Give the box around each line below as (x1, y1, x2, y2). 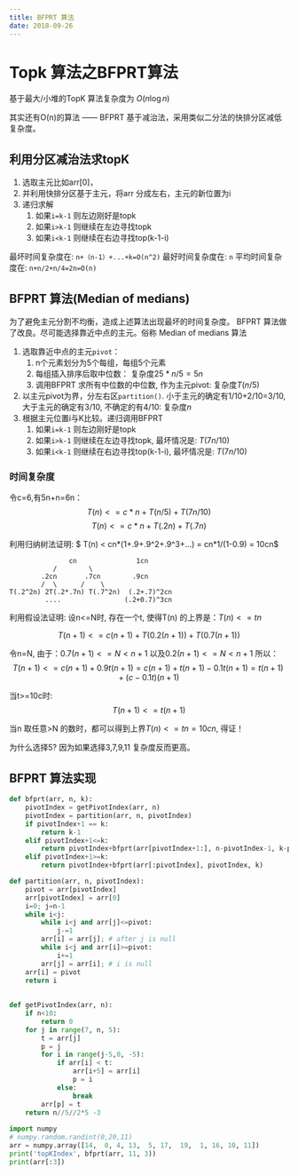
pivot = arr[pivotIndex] (25, 885, 117, 893)
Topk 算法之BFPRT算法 (9, 62, 179, 83)
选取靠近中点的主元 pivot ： (21, 346, 121, 357)
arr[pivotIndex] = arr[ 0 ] (25, 893, 122, 902)
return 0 (41, 1017, 74, 1026)
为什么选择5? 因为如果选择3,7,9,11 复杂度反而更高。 (9, 742, 195, 753)
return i (25, 976, 58, 985)
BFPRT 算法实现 (9, 770, 97, 786)
